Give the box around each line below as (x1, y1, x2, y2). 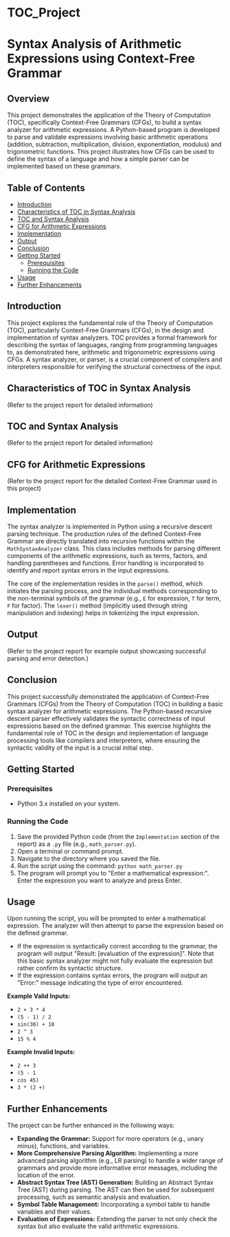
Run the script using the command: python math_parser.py (16, 861, 183, 870)
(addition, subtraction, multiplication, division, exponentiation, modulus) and (7, 140, 222, 148)
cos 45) (16, 1077, 39, 1084)
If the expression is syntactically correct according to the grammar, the (16, 942, 218, 950)
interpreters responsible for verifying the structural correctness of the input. (7, 362, 222, 370)
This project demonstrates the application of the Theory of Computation (7, 111, 211, 120)
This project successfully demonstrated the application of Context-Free (7, 692, 209, 700)
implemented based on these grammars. (7, 162, 122, 170)
